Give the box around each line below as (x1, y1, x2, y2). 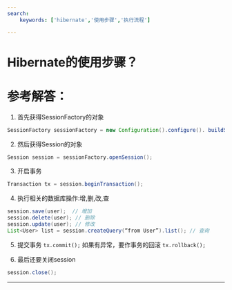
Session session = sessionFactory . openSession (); (7, 153, 153, 161)
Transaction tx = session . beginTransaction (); (7, 181, 144, 188)
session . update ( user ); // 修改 (7, 221, 95, 228)
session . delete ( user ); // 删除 (7, 215, 95, 222)
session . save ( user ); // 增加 (7, 208, 92, 215)
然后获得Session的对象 (17, 139, 83, 148)
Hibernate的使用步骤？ (7, 55, 138, 70)
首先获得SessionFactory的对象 (17, 113, 104, 121)
